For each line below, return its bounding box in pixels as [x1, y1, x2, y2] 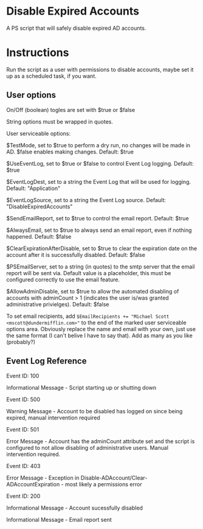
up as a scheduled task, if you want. [6, 72, 97, 80]
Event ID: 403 [6, 462, 41, 469]
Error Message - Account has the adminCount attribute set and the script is [6, 437, 195, 445]
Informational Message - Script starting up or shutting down [6, 384, 157, 391]
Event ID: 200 [6, 492, 41, 500]
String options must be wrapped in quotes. [6, 117, 114, 125]
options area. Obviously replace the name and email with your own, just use [6, 325, 196, 332]
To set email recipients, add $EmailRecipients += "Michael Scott [6, 312, 170, 320]
